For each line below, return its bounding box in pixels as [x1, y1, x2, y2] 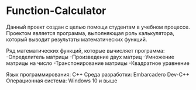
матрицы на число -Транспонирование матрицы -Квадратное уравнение [6, 60, 190, 67]
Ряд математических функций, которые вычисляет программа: [6, 47, 165, 54]
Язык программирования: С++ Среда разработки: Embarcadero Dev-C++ [6, 71, 190, 78]
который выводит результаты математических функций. [6, 36, 147, 43]
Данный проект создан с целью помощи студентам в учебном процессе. [6, 23, 190, 30]
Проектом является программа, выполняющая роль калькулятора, [6, 29, 174, 36]
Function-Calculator [6, 4, 106, 18]
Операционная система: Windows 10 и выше [6, 77, 118, 84]
